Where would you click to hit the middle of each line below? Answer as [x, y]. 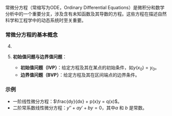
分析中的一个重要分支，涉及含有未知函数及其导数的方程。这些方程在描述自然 [86, 14]
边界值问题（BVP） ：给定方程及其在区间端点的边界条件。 [80, 75]
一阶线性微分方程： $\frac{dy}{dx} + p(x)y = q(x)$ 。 [67, 102]
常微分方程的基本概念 [31, 35]
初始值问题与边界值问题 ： [40, 57]
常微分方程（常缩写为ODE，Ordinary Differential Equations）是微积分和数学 [85, 7]
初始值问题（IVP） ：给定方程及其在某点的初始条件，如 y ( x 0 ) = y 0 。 [90, 68]
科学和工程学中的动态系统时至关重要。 [46, 20]
